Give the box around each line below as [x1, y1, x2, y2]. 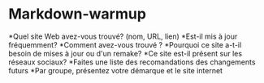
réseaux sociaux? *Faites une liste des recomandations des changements [8, 57, 256, 67]
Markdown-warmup [8, 5, 146, 23]
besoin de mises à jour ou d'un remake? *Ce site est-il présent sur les [8, 48, 242, 58]
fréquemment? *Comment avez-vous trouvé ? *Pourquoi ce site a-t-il [8, 39, 242, 49]
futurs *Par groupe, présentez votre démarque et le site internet [8, 65, 223, 75]
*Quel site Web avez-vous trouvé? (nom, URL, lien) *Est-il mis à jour [8, 31, 238, 41]
